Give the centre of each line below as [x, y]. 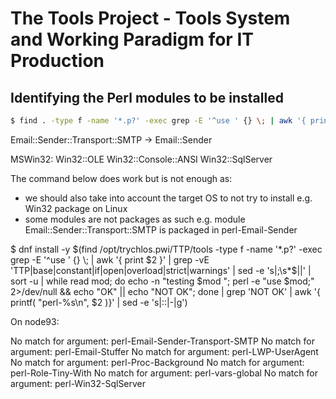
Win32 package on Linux [76, 208]
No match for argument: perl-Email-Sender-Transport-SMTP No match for [163, 341]
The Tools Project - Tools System [150, 18]
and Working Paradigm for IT [132, 39]
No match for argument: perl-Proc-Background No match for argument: [157, 362]
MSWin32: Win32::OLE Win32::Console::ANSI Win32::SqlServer [141, 159]
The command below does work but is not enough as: [121, 178]
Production [57, 61]
